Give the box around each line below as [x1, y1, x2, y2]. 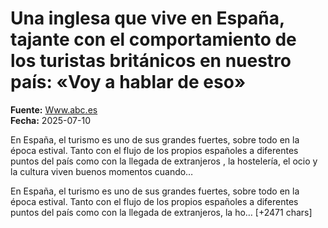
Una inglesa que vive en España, [10, 7, 285, 30]
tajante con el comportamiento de [10, 28, 297, 51]
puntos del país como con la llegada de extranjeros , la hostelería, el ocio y [10, 155, 318, 167]
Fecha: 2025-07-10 [10, 114, 91, 126]
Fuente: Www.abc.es [10, 103, 98, 116]
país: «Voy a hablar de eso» [10, 71, 247, 94]
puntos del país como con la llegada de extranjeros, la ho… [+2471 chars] [10, 206, 313, 218]
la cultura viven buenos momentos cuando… [10, 165, 194, 177]
